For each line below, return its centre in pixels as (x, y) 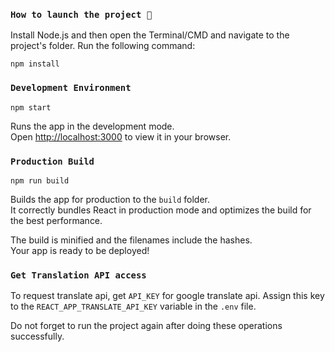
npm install (35, 64)
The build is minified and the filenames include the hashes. (131, 240)
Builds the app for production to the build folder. (110, 199)
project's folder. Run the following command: (103, 46)
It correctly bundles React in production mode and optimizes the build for (161, 210)
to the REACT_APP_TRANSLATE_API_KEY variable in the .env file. (133, 306)
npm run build (40, 180)
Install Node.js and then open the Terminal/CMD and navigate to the (150, 35)
